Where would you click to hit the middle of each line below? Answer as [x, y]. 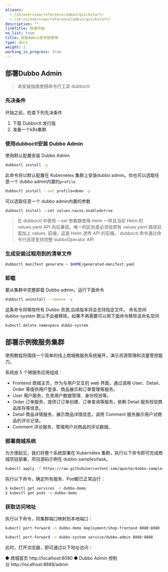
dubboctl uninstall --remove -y [39, 300]
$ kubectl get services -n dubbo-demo [45, 488]
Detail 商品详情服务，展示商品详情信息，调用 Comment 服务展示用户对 [85, 414]
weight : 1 [15, 47]
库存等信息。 [30, 408]
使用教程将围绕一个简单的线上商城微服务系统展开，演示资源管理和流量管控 [82, 355]
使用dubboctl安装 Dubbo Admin [44, 143]
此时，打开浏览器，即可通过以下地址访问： [49, 547]
